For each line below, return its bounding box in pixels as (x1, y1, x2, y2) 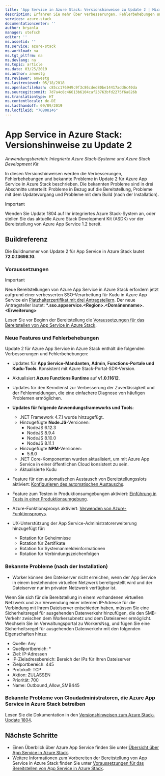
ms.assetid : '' (5, 39, 36, 44)
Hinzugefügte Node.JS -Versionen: (19, 419, 90, 426)
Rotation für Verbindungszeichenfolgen (19, 551, 99, 557)
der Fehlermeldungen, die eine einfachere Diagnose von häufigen (12, 390, 145, 396)
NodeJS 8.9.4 (27, 430, 55, 436)
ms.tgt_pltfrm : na (5, 53, 43, 58)
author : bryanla (5, 26, 38, 31)
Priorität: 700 (12, 677, 39, 683)
